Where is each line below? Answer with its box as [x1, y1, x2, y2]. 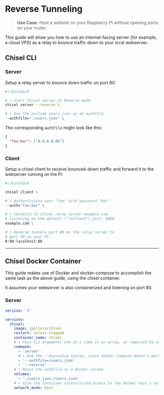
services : [5, 317, 25, 322]
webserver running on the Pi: [5, 171, 63, 177]
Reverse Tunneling [5, 3, 83, 15]
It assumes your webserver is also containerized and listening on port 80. [5, 285, 153, 291]
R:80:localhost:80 [5, 239, 42, 244]
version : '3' [5, 308, 32, 313]
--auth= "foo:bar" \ [5, 203, 45, 208]
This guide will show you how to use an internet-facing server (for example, [5, 34, 157, 40]
